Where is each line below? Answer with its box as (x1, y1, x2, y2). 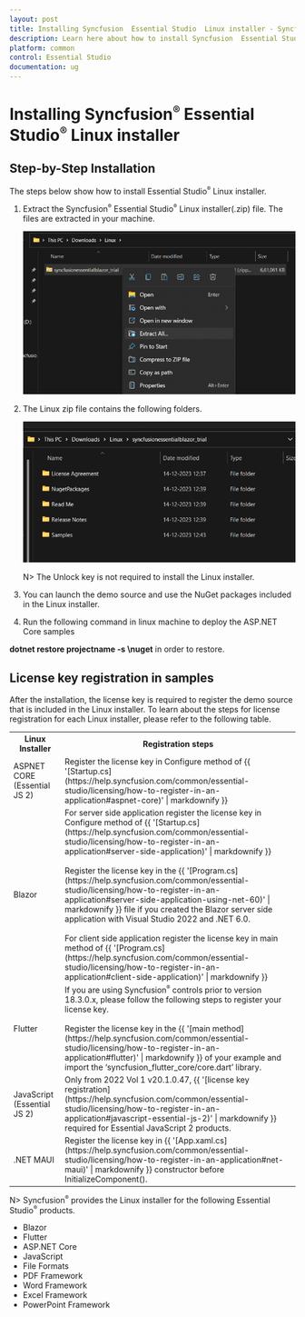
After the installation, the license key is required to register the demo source (9, 693, 293, 704)
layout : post (9, 15, 59, 24)
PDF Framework (22, 1271, 84, 1282)
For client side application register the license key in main (64, 933, 279, 943)
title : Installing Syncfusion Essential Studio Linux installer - (9, 24, 274, 34)
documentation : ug (9, 63, 79, 72)
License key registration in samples (9, 670, 214, 685)
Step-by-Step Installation (9, 161, 156, 176)
